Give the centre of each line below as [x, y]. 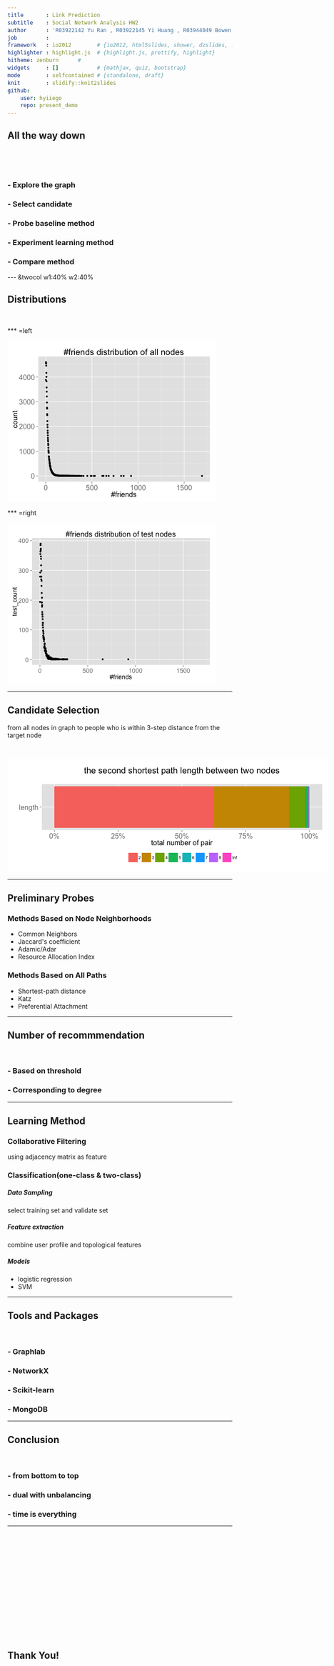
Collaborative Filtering [47, 1141]
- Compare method [41, 261]
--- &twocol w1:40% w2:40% [51, 277]
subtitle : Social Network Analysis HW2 [73, 23]
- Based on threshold [45, 1071]
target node [25, 735]
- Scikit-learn [31, 1390]
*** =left [20, 330]
